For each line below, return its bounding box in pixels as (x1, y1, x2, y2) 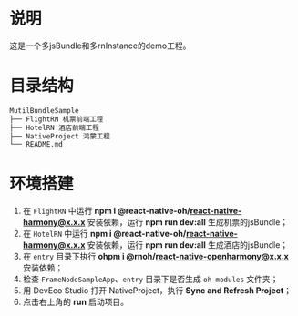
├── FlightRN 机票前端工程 (9, 115, 104, 124)
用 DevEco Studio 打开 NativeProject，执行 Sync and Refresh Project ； (22, 285, 292, 296)
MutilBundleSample (9, 106, 79, 115)
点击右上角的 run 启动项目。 (22, 297, 129, 308)
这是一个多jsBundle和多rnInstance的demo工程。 (9, 40, 191, 51)
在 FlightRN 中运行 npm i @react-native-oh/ (22, 206, 191, 217)
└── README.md (9, 140, 64, 149)
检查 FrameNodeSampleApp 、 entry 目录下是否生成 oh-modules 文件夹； (22, 274, 279, 285)
